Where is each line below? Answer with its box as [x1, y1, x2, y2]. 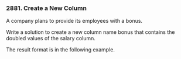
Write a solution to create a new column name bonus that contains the [6, 29, 175, 36]
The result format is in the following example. [6, 46, 115, 53]
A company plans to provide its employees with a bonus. [6, 18, 142, 25]
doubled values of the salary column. [6, 35, 95, 42]
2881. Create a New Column [6, 4, 87, 12]
